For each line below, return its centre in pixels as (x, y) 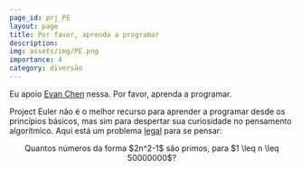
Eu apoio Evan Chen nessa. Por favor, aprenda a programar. (121, 94)
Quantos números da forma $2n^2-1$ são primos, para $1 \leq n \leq (152, 148)
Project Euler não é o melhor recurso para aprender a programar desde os (147, 111)
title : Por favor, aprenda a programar (85, 34)
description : (34, 43)
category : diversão (46, 69)
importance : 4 (36, 60)
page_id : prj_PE (40, 18)
